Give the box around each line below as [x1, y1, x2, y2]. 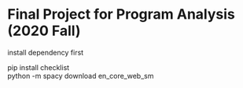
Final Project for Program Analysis [7, 5, 235, 23]
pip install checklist [7, 62, 70, 72]
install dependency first [7, 48, 84, 57]
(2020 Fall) [7, 22, 81, 40]
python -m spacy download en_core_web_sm [7, 71, 154, 80]
